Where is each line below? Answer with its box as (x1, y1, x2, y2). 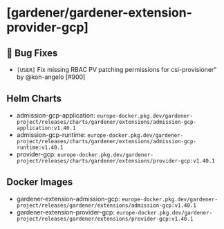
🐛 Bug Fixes (6, 47, 58, 59)
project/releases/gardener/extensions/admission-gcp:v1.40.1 (16, 202, 197, 209)
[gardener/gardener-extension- (6, 5, 193, 21)
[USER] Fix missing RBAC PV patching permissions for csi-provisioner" (16, 66, 217, 73)
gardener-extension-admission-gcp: (16, 194, 120, 203)
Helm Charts (6, 93, 62, 104)
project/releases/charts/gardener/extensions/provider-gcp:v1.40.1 (16, 157, 215, 164)
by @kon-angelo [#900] (16, 73, 86, 81)
